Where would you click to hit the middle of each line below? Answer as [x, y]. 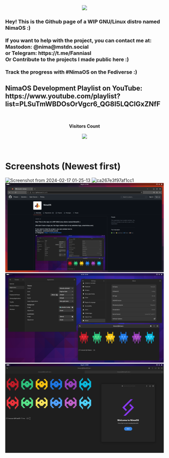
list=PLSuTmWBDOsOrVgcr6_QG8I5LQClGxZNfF [83, 104]
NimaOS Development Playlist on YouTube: [74, 89]
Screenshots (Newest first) [63, 166]
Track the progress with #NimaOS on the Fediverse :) [71, 72]
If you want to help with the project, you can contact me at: [78, 40]
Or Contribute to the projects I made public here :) [67, 59]
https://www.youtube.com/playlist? [63, 96]
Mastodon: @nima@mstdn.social [47, 46]
